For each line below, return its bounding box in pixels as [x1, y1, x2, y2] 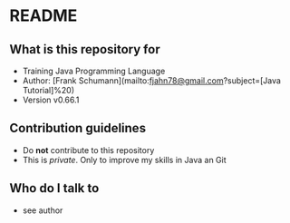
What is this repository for [9, 42, 160, 57]
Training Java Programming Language [22, 65, 166, 76]
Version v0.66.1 [22, 94, 80, 105]
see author [22, 205, 63, 216]
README [9, 5, 78, 26]
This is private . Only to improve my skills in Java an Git [22, 154, 227, 165]
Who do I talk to [9, 180, 100, 196]
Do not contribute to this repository [22, 144, 155, 155]
